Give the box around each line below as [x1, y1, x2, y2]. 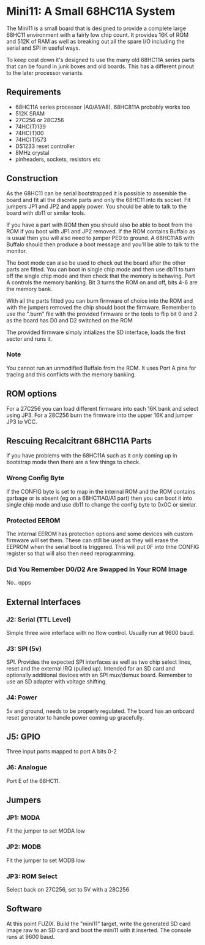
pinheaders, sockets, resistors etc [15, 155, 101, 163]
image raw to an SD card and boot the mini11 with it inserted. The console [6, 926, 192, 934]
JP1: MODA [6, 814, 40, 822]
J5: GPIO [6, 732, 41, 742]
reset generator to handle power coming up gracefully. [6, 714, 144, 721]
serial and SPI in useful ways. [6, 44, 81, 52]
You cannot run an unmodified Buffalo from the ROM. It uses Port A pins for [6, 364, 196, 371]
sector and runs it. [6, 335, 53, 342]
